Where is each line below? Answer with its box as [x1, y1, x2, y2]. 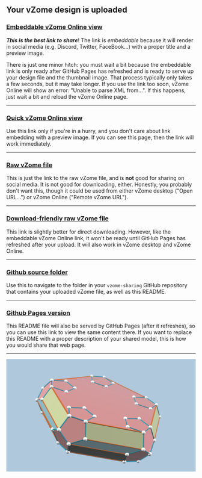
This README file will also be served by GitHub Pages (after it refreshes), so [6, 322, 195, 330]
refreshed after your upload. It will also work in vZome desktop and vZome [6, 241, 191, 248]
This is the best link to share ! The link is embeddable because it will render [6, 36, 194, 44]
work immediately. [6, 140, 52, 147]
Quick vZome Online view [6, 114, 83, 122]
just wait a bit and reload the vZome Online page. [6, 93, 128, 100]
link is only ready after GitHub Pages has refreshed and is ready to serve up [6, 67, 194, 75]
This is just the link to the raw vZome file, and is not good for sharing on [6, 175, 185, 182]
